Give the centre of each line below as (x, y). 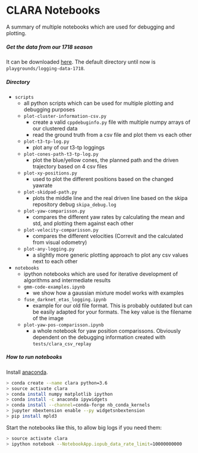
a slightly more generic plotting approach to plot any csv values (110, 255)
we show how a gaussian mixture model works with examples (108, 293)
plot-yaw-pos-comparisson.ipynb (64, 325)
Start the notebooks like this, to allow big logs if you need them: (84, 427)
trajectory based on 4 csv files (70, 166)
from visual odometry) (60, 242)
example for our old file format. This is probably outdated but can (112, 305)
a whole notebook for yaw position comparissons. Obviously (107, 330)
